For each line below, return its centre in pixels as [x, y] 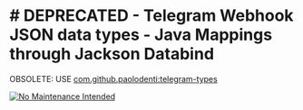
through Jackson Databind [112, 54]
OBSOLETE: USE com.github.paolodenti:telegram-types [113, 78]
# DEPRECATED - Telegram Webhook [151, 16]
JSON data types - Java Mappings [141, 35]
